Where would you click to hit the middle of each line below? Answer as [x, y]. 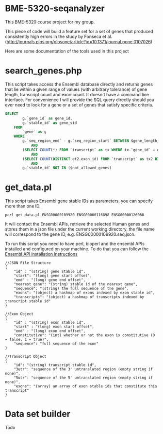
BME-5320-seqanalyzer [55, 9]
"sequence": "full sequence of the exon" [56, 344]
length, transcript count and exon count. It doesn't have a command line [77, 94]
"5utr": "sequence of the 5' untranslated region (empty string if [83, 378]
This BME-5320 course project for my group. [50, 22]
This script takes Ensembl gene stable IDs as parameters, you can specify [79, 201]
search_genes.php [44, 71]
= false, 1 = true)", [27, 340]
